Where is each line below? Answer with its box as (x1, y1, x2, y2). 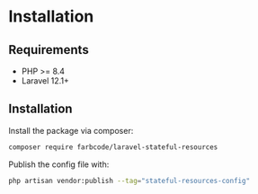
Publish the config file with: (8, 159, 110, 170)
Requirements (8, 42, 89, 57)
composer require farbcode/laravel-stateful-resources (8, 142, 218, 152)
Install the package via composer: (8, 125, 134, 136)
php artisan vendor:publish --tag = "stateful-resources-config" (8, 176, 251, 185)
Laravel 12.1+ (21, 75, 69, 86)
